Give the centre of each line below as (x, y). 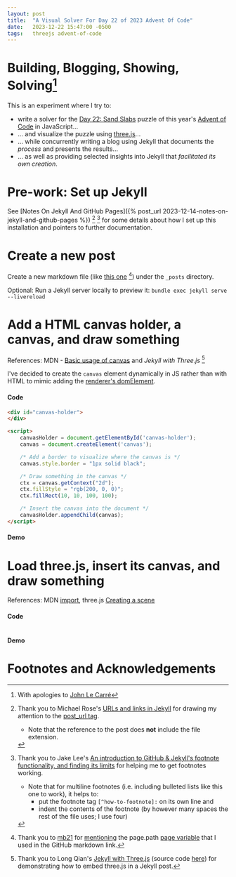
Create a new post (61, 256)
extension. (43, 737)
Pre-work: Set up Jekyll (77, 192)
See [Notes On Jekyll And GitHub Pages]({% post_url (84, 211)
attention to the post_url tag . (58, 716)
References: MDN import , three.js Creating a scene (81, 600)
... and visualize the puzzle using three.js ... (79, 133)
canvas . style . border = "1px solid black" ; (83, 463)
